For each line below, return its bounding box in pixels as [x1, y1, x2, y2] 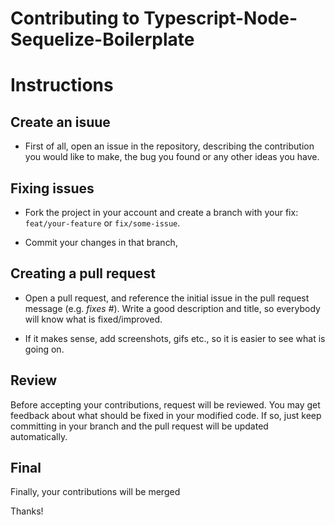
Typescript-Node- [143, 7, 298, 30]
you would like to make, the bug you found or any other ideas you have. [24, 151, 320, 163]
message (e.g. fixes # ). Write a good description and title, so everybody [24, 302, 321, 314]
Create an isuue [10, 113, 111, 131]
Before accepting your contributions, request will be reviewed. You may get [10, 398, 321, 411]
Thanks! [10, 505, 44, 517]
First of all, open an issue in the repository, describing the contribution [24, 140, 315, 152]
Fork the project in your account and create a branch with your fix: [24, 207, 299, 218]
